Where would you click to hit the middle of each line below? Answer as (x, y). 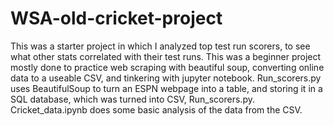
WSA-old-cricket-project (116, 18)
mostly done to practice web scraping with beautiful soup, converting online (167, 67)
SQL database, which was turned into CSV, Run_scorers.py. (132, 99)
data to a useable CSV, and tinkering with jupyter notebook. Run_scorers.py (166, 78)
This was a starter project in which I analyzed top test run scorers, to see (160, 46)
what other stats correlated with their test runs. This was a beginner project (166, 56)
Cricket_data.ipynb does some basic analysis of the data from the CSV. (156, 109)
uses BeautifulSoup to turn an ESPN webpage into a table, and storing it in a (166, 88)
